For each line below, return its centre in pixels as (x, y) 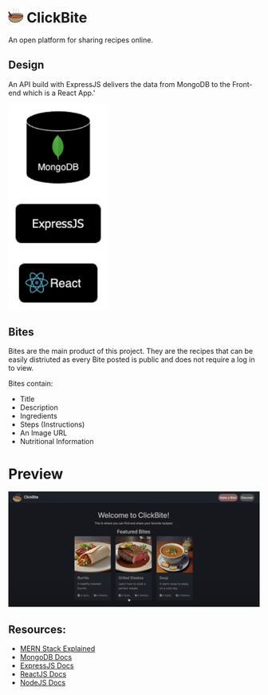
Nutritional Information (57, 442)
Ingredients (38, 416)
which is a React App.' (59, 93)
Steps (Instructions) (52, 425)
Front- (242, 84)
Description (39, 407)
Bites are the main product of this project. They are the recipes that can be (131, 351)
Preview (36, 474)
